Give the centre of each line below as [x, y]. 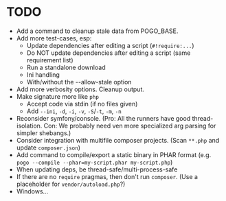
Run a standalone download [66, 67]
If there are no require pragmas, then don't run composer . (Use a [107, 176]
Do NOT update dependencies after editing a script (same [109, 53]
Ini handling [43, 74]
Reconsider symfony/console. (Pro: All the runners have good [103, 118]
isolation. [29, 126]
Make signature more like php [57, 96]
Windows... [32, 191]
